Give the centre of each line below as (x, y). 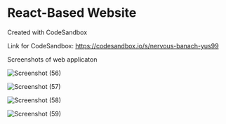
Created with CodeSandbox (47, 32)
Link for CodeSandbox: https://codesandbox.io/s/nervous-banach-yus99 (113, 46)
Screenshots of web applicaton (52, 59)
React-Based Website (72, 13)
